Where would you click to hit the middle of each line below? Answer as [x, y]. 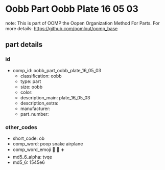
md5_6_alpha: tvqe [32, 157]
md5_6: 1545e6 [29, 162]
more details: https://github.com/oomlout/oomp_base [62, 28]
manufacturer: [35, 109]
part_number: [34, 114]
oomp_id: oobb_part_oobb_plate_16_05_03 [57, 70]
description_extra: [39, 103]
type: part [31, 81]
